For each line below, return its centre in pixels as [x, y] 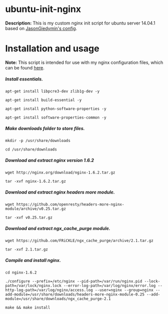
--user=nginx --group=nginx [124, 290]
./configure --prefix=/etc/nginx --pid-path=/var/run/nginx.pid [74, 281]
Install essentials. [24, 79]
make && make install [28, 307]
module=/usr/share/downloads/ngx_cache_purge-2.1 [58, 298]
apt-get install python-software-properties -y [56, 108]
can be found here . [25, 67]
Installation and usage [52, 49]
